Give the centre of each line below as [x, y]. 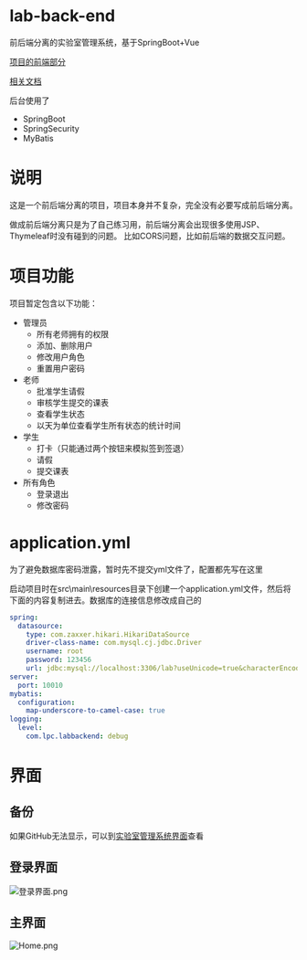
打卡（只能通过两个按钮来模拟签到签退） [112, 448]
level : [30, 728]
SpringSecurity [51, 128]
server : [24, 677]
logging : [26, 719]
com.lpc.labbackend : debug [77, 736]
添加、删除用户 [64, 345]
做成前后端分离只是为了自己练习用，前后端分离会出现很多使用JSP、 [137, 224]
